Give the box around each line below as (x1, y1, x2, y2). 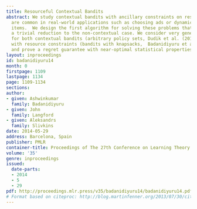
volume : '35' (6, 150, 38, 156)
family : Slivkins (11, 123, 54, 129)
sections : (6, 85, 30, 91)
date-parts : (11, 166, 41, 173)
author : (6, 90, 25, 96)
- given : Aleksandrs (6, 118, 57, 124)
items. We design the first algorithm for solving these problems (11, 25, 180, 31)
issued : (6, 161, 25, 167)
